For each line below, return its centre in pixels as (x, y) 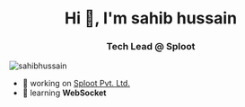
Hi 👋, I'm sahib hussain (151, 18)
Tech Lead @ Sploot (151, 47)
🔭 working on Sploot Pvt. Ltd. (76, 84)
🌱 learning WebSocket (64, 93)
